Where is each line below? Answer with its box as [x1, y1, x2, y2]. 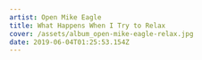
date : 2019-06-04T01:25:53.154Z [9, 37, 130, 47]
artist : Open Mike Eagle [9, 12, 102, 22]
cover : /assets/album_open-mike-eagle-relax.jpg [9, 29, 194, 38]
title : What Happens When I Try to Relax [9, 21, 166, 30]
